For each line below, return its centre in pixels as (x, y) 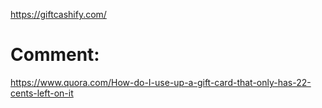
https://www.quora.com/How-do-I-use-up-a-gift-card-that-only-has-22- (161, 82)
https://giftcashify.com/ (58, 14)
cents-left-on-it (42, 93)
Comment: (55, 55)
